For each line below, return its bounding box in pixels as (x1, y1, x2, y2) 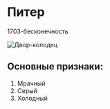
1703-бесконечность (7, 27, 68, 35)
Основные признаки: (7, 60, 104, 73)
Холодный (17, 94, 48, 102)
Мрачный (17, 79, 46, 87)
